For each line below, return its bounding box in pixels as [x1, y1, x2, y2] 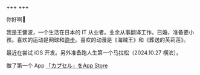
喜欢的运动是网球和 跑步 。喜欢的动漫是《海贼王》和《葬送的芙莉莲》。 [16, 36, 189, 43]
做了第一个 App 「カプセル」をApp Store [6, 62, 108, 69]
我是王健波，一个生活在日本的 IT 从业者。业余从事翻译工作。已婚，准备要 [6, 28, 189, 36]
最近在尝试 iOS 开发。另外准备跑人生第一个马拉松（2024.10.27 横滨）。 [6, 49, 182, 56]
